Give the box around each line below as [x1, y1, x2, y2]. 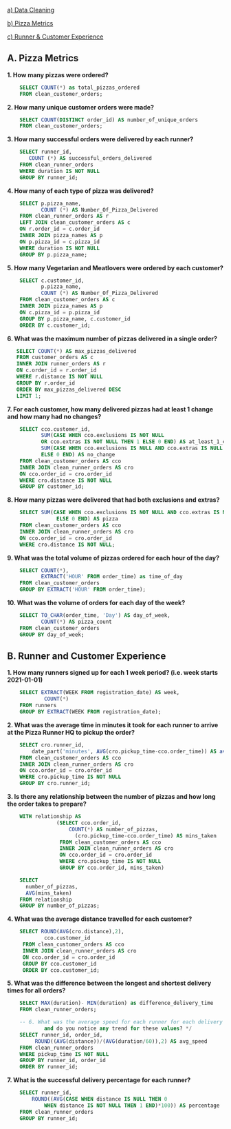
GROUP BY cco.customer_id [22, 960, 97, 967]
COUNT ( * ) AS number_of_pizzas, [68, 826, 158, 833]
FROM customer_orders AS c [16, 354, 94, 361]
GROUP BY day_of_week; [19, 631, 85, 638]
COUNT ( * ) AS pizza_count [41, 618, 112, 625]
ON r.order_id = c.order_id [19, 225, 100, 233]
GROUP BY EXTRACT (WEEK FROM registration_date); [19, 709, 162, 715]
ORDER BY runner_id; [19, 1064, 78, 1070]
